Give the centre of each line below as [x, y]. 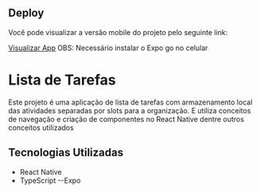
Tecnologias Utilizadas [66, 153]
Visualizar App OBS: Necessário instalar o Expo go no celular [108, 48]
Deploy [26, 13]
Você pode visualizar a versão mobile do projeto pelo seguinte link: [118, 32]
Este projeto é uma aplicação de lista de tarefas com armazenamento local [130, 102]
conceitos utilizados [41, 128]
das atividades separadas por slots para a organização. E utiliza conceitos [130, 110]
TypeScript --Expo [50, 180]
